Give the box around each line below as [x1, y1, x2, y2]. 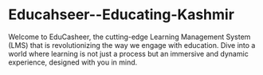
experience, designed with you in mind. [8, 57, 138, 67]
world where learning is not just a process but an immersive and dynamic [8, 49, 249, 58]
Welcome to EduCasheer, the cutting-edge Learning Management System [8, 32, 251, 41]
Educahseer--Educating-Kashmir [8, 6, 235, 24]
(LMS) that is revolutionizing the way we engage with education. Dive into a [8, 40, 256, 49]
